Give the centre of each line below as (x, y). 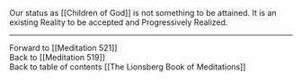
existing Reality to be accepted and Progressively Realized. (119, 22)
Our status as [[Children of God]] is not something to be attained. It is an (143, 13)
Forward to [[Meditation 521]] (63, 48)
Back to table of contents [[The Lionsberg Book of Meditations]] (128, 67)
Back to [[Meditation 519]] (58, 57)
